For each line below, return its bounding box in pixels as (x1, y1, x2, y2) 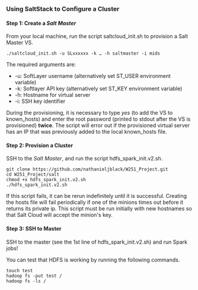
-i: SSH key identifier (14, 97, 66, 105)
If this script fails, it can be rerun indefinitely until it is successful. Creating (6, 193, 187, 200)
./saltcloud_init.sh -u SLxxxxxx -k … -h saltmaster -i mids (6, 51, 161, 56)
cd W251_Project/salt (6, 172, 60, 178)
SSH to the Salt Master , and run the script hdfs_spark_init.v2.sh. (6, 155, 163, 162)
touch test (6, 267, 33, 273)
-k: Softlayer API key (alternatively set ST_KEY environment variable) (14, 85, 183, 92)
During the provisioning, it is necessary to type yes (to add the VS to (6, 109, 173, 116)
